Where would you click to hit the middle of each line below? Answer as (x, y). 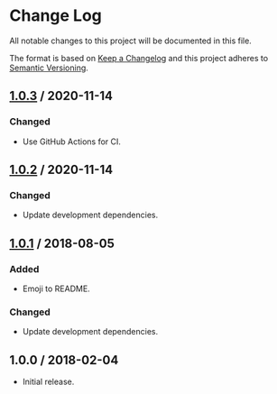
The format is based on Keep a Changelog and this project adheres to (139, 58)
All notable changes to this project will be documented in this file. (131, 41)
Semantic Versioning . (49, 68)
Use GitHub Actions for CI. (72, 142)
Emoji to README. (56, 289)
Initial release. (48, 382)
